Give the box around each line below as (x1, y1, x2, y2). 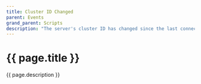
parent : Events (6, 14, 44, 20)
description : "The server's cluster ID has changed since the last (6, 25, 178, 32)
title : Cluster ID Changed (6, 8, 74, 15)
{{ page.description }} (6, 71, 60, 79)
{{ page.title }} (6, 52, 80, 65)
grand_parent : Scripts (6, 20, 63, 26)
